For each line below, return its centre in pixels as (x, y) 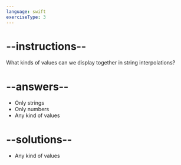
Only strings (29, 103)
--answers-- (37, 87)
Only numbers (32, 109)
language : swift (26, 12)
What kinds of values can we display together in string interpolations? (91, 63)
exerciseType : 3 (26, 17)
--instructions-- (46, 46)
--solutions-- (39, 139)
